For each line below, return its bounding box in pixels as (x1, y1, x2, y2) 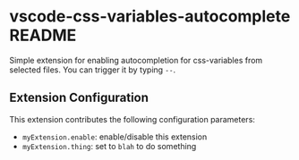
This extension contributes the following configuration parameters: (9, 114, 255, 124)
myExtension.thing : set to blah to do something (21, 140, 197, 151)
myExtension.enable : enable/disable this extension (21, 131, 208, 142)
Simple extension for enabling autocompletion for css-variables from (9, 55, 263, 65)
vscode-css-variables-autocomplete (9, 6, 291, 27)
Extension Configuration (9, 90, 149, 105)
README (9, 25, 77, 46)
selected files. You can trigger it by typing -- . (9, 64, 176, 75)
